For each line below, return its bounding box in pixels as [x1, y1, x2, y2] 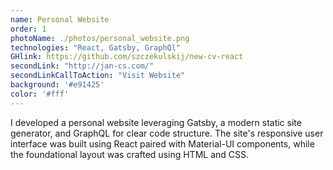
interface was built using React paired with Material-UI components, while [10, 137, 315, 150]
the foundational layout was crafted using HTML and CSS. [10, 148, 250, 160]
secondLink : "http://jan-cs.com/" [10, 61, 155, 71]
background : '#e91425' [10, 80, 105, 90]
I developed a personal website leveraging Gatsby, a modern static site [10, 116, 302, 128]
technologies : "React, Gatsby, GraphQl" [10, 42, 182, 53]
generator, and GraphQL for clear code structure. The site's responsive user [10, 127, 324, 139]
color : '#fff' [10, 89, 70, 99]
